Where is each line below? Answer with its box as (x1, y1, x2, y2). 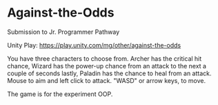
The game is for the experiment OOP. (7, 90, 113, 98)
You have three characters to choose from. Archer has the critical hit (7, 54, 202, 63)
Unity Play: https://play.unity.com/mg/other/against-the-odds (7, 41, 181, 49)
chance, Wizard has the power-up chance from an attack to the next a (7, 61, 207, 70)
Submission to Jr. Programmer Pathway (7, 28, 120, 36)
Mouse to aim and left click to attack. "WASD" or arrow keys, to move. (7, 76, 206, 84)
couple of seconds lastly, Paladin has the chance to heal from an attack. (7, 69, 212, 77)
